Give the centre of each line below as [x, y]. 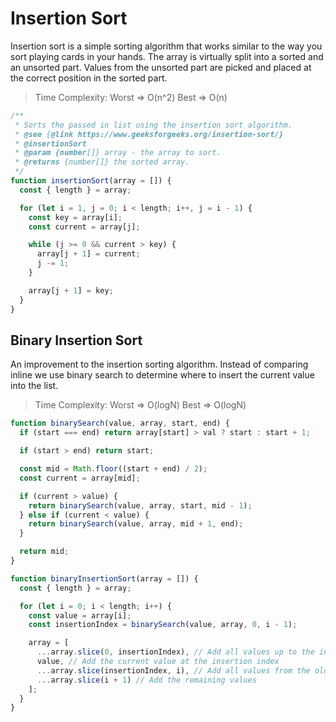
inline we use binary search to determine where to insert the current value [162, 375]
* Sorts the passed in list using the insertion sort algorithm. [153, 125]
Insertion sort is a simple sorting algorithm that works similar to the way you [166, 46]
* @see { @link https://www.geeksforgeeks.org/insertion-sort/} [149, 134]
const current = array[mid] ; [80, 478]
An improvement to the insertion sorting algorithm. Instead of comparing [159, 364]
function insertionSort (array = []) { [91, 181]
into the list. [34, 386]
